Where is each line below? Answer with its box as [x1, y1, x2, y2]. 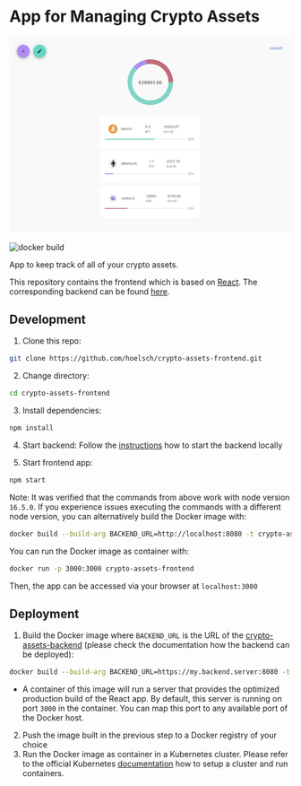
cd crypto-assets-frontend [9, 389, 110, 398]
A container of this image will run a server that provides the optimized [21, 684, 280, 694]
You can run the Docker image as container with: [9, 546, 190, 556]
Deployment [9, 607, 80, 622]
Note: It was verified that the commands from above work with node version [9, 492, 290, 502]
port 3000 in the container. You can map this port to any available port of [21, 703, 288, 714]
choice [21, 739, 48, 750]
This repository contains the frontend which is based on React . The [9, 276, 258, 287]
